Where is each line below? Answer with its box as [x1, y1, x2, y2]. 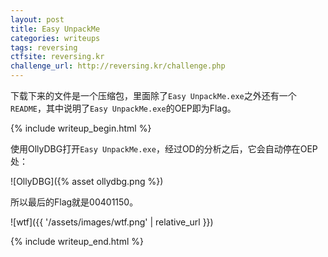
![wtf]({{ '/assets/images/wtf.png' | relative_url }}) [10, 216, 214, 228]
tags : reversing [10, 42, 78, 53]
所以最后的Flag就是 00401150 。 [10, 196, 139, 208]
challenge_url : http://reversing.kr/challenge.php [10, 61, 226, 71]
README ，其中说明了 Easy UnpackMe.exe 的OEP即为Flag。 [10, 102, 237, 114]
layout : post [10, 14, 65, 25]
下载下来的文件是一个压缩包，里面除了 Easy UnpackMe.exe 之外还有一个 [10, 90, 297, 101]
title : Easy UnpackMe [10, 24, 101, 34]
